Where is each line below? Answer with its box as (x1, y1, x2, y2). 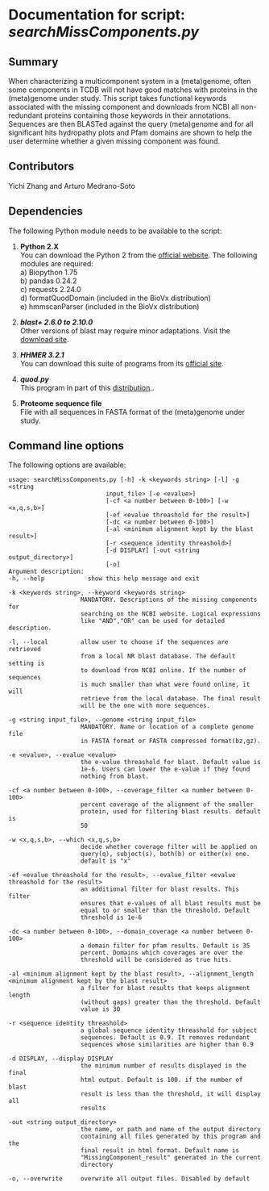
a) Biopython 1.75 (19, 267, 78, 277)
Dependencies (8, 204, 83, 219)
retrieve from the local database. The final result (80, 695, 262, 703)
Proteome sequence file (19, 398, 102, 408)
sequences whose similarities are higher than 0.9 (80, 1041, 254, 1049)
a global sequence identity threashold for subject (80, 1026, 258, 1034)
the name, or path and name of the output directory (80, 1126, 262, 1134)
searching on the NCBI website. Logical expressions (80, 610, 262, 618)
